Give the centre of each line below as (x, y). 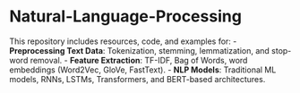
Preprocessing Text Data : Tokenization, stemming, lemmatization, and (140, 50)
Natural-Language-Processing (125, 17)
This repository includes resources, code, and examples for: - (123, 41)
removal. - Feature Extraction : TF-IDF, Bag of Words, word (139, 60)
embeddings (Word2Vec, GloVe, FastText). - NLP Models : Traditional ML (143, 70)
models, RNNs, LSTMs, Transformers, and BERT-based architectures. (137, 79)
